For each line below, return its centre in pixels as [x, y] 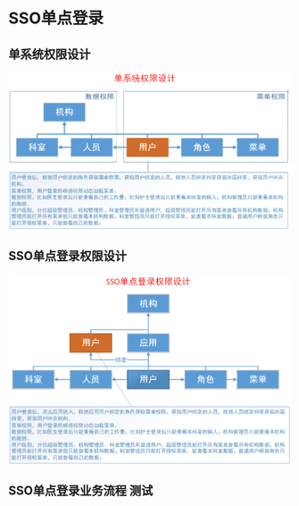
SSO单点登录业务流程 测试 [81, 491]
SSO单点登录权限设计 [67, 256]
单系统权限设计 [50, 54]
